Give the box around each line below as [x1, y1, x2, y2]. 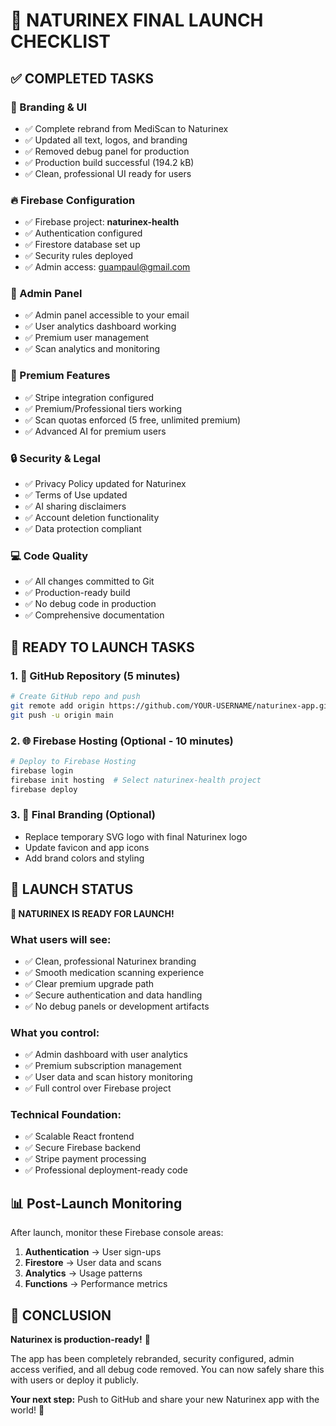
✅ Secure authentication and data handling [24, 989, 203, 1001]
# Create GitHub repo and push [10, 692, 141, 702]
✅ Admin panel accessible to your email [24, 309, 190, 321]
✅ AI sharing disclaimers [24, 500, 127, 513]
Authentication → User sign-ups [24, 1246, 162, 1258]
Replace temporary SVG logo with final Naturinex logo [24, 830, 248, 843]
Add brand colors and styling [24, 852, 145, 864]
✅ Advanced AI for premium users [24, 425, 167, 437]
